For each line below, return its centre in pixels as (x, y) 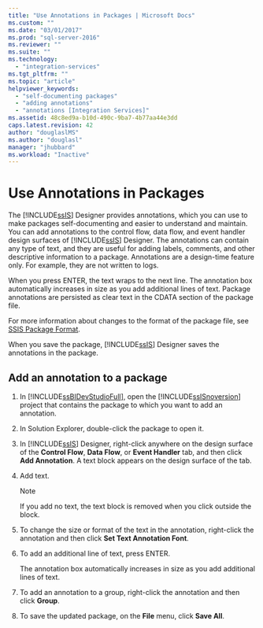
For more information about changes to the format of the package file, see (129, 321)
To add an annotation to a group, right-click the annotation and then (130, 592)
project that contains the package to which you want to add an (121, 405)
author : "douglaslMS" (44, 132)
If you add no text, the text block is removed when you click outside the (135, 506)
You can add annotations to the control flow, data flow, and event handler (127, 232)
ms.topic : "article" (42, 81)
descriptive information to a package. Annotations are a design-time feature (131, 257)
